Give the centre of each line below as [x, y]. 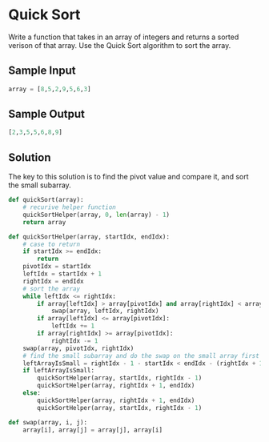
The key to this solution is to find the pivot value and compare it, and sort [129, 177]
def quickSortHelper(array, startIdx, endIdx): [89, 237]
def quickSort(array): [46, 200]
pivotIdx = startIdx [57, 267]
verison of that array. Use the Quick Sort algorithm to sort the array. [120, 45]
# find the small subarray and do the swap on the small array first [141, 356]
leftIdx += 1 [72, 326]
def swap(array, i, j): [48, 422]
